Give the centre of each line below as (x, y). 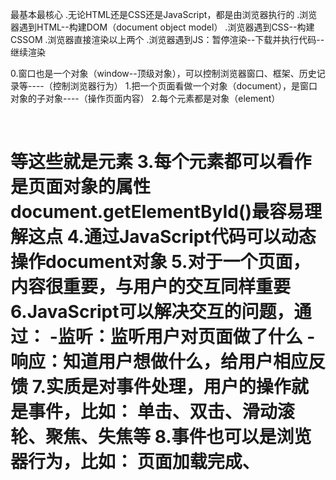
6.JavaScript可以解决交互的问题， (152, 312)
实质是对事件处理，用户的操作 (168, 387)
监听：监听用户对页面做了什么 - (186, 337)
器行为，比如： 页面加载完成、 (135, 462)
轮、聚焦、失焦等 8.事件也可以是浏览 (161, 437)
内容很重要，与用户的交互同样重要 (151, 287)
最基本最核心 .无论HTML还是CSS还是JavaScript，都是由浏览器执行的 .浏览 (164, 14)
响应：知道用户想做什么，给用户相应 (159, 362)
